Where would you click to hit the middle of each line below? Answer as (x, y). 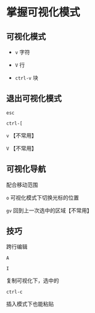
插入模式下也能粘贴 (30, 304)
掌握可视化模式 (43, 12)
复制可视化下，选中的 (32, 280)
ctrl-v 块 (26, 78)
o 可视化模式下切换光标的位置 (43, 197)
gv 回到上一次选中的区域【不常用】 (49, 210)
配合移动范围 (22, 185)
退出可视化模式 (34, 99)
